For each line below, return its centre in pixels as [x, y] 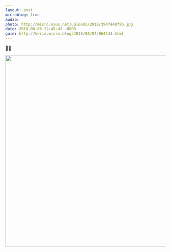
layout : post [19, 10]
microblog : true [22, 15]
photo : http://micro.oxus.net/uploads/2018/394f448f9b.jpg [69, 24]
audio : [12, 19]
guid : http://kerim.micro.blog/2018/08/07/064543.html [65, 34]
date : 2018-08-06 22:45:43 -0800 [41, 29]
